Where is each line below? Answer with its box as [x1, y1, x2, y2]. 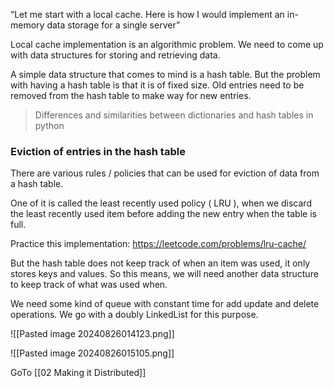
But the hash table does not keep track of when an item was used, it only [10, 257, 311, 269]
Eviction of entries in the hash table [10, 144, 186, 158]
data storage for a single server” [46, 19, 181, 31]
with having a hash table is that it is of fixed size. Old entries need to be [10, 79, 305, 91]
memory [10, 19, 45, 31]
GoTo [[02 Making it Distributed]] [10, 367, 147, 379]
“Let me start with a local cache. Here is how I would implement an [10, 9, 285, 20]
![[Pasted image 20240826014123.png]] [10, 328, 175, 340]
